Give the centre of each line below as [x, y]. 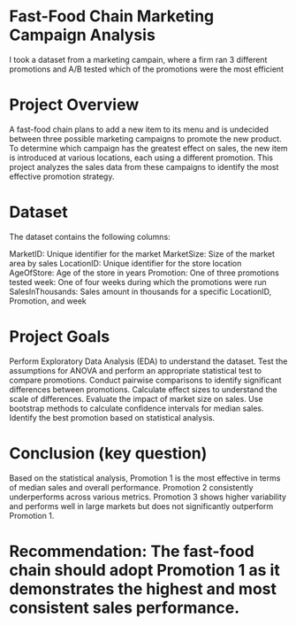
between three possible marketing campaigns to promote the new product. [145, 138]
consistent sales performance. [125, 607]
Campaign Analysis [83, 35]
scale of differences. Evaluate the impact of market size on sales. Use [136, 398]
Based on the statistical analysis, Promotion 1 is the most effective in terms [145, 478]
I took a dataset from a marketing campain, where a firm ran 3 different [138, 59]
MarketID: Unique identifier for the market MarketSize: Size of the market [142, 253]
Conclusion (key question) [108, 453]
